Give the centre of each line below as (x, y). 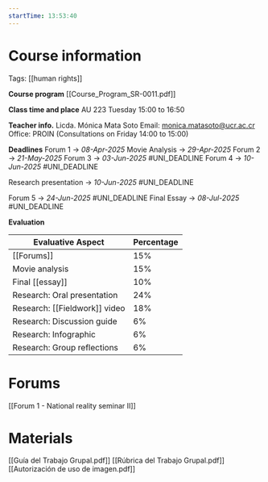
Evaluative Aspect (69, 241)
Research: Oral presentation (65, 295)
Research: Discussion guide (65, 321)
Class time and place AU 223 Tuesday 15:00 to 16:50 (97, 109)
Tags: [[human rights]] (45, 78)
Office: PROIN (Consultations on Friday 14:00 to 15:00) (99, 133)
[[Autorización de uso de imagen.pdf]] (72, 469)
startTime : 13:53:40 (43, 16)
